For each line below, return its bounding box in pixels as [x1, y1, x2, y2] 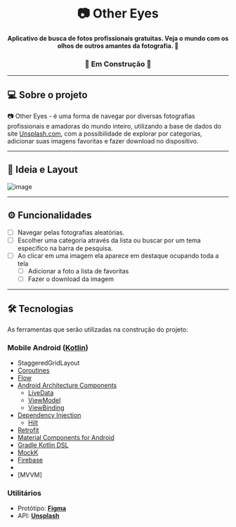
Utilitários [7, 488, 42, 497]
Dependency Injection [17, 410, 81, 419]
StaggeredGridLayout [17, 358, 80, 367]
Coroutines [17, 366, 50, 375]
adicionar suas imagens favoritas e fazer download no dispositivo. [7, 136, 199, 145]
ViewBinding [27, 403, 65, 412]
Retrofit [17, 426, 39, 434]
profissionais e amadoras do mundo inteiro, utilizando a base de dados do [7, 122, 222, 130]
